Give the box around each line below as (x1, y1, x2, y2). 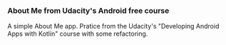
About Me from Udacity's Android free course (7, 6, 170, 16)
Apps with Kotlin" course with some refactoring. (7, 29, 148, 38)
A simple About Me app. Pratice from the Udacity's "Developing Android (7, 22, 220, 31)
